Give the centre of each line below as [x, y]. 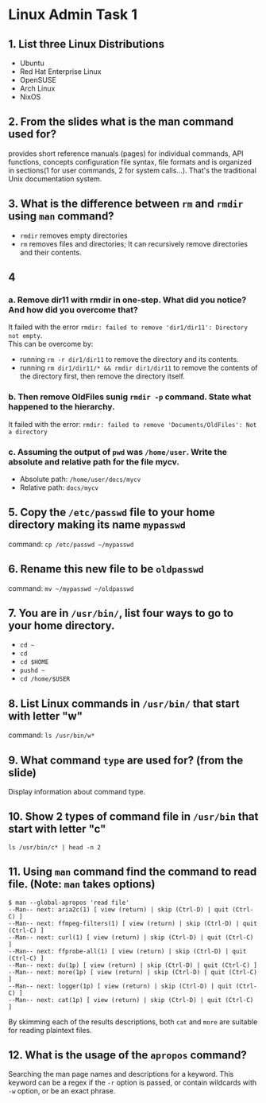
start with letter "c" [57, 829]
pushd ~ [32, 671]
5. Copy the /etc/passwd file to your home [112, 513]
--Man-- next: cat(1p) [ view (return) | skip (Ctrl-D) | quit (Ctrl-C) [131, 1000]
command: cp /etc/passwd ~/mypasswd [71, 544]
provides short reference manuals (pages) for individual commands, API [126, 153]
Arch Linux [37, 88]
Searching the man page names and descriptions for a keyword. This [121, 1074]
